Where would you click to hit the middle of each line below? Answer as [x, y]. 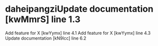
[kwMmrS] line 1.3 [43, 19]
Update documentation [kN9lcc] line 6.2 [46, 38]
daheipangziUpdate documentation [79, 9]
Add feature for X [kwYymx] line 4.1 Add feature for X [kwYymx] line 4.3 [78, 33]
